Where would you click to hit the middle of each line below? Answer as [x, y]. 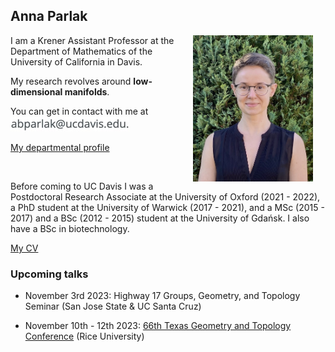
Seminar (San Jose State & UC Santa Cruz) [113, 306]
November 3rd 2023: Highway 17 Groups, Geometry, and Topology [162, 296]
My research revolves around [71, 81]
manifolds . [87, 91]
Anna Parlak [49, 16]
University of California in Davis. [76, 61]
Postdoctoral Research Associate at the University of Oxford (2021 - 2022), [165, 196]
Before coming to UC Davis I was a [82, 186]
